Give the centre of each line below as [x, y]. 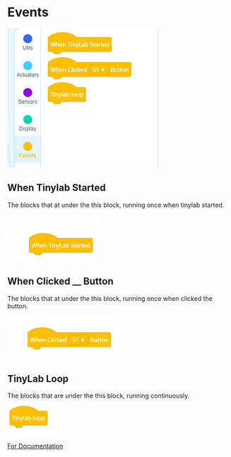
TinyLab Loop [38, 379]
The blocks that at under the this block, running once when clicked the [110, 298]
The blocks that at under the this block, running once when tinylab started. [116, 205]
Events [28, 12]
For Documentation [35, 446]
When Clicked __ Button [60, 281]
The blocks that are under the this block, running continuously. [99, 396]
